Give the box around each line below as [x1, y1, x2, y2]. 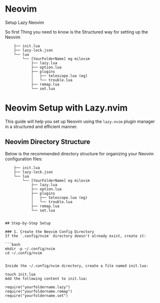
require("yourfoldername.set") [5, 293, 68, 298]
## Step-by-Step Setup [5, 221, 51, 226]
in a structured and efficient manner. [5, 123, 78, 130]
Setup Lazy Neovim [5, 19, 45, 25]
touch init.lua [5, 272, 36, 277]
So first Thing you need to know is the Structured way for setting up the [5, 29, 148, 35]
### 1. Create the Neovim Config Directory [5, 229, 95, 234]
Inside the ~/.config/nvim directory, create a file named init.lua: [5, 263, 149, 268]
